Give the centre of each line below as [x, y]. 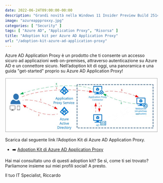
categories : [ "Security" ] [33, 26]
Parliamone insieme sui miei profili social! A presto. [56, 166]
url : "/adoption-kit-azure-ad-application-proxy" [56, 41]
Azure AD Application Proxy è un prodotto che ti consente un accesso [75, 55]
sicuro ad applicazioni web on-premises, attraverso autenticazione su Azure [81, 60]
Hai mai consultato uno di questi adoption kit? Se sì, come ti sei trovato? [77, 161]
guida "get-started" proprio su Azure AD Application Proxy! [64, 71]
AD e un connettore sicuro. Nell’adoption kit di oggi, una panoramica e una [79, 66]
